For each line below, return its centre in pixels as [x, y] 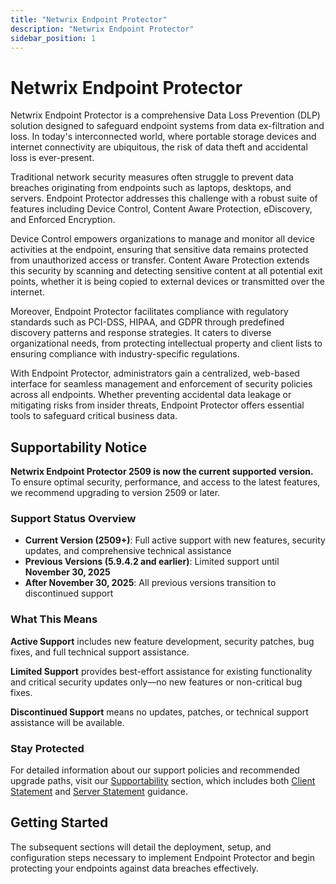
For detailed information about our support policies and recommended [155, 770]
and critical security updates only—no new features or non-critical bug [156, 682]
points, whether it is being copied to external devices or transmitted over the [167, 282]
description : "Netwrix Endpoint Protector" [102, 29]
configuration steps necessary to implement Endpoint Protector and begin [163, 857]
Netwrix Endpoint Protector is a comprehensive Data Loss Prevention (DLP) [165, 115]
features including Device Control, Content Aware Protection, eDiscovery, [161, 209]
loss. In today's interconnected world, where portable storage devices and [163, 137]
